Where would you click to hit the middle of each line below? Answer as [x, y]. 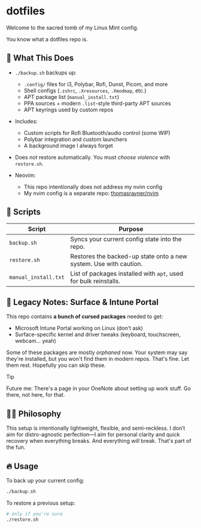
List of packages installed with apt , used [127, 273]
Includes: [26, 121]
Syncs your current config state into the [126, 239]
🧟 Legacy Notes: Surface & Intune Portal [82, 302]
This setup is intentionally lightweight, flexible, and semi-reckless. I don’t [96, 428]
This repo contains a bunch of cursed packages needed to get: [85, 316]
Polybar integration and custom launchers [75, 139]
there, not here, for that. [36, 395]
